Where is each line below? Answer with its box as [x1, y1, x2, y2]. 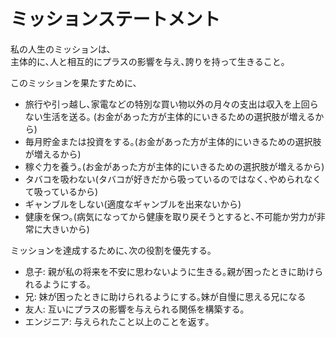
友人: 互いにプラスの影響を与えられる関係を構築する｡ [24, 303, 245, 315]
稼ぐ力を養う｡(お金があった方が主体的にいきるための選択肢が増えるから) [24, 160, 325, 172]
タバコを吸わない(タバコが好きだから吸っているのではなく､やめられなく [24, 173, 322, 185]
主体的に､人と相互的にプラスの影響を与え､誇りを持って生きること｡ [10, 55, 286, 67]
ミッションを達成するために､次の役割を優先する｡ [10, 244, 212, 256]
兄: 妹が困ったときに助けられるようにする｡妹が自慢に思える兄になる [24, 290, 307, 302]
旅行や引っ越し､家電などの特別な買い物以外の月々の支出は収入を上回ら [24, 98, 319, 110]
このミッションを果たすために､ [10, 76, 138, 89]
